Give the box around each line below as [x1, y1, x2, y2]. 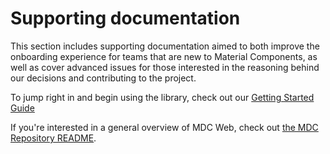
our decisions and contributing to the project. [10, 72, 197, 84]
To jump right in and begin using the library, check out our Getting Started [10, 91, 315, 103]
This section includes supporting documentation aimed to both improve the [10, 40, 320, 52]
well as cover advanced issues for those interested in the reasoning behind [10, 61, 320, 73]
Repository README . [10, 132, 97, 144]
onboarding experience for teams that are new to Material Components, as [10, 50, 318, 62]
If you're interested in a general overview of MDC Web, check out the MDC [10, 121, 319, 133]
